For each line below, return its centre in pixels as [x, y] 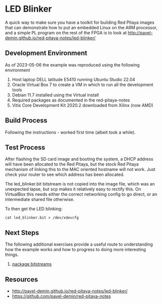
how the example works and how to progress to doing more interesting [75, 250]
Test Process [25, 147]
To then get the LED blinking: [34, 209]
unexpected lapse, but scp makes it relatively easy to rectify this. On [73, 189]
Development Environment [46, 53]
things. [12, 255]
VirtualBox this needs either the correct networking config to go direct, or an [81, 194]
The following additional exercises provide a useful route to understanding [79, 244]
